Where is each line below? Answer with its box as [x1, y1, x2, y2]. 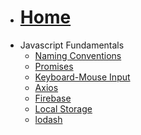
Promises [34, 60, 74, 72]
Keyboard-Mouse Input [34, 71, 131, 83]
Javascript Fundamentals [19, 39, 125, 51]
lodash [34, 113, 63, 125]
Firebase [34, 92, 72, 104]
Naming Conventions [34, 49, 122, 61]
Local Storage [34, 102, 93, 115]
